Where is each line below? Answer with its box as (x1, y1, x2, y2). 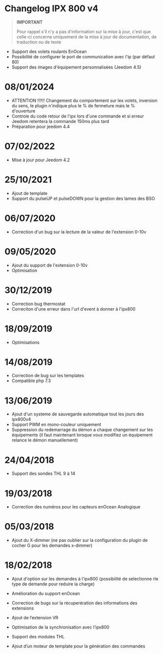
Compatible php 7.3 (11, 378, 51, 384)
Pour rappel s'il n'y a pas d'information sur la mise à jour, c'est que (16, 28, 151, 34)
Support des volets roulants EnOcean (11, 48, 87, 54)
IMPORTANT (16, 19, 43, 25)
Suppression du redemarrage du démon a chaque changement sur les (11, 427, 153, 433)
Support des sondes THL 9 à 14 (11, 471, 76, 477)
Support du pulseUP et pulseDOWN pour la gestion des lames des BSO (11, 195, 155, 201)
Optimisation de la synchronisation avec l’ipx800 (11, 624, 110, 630)
